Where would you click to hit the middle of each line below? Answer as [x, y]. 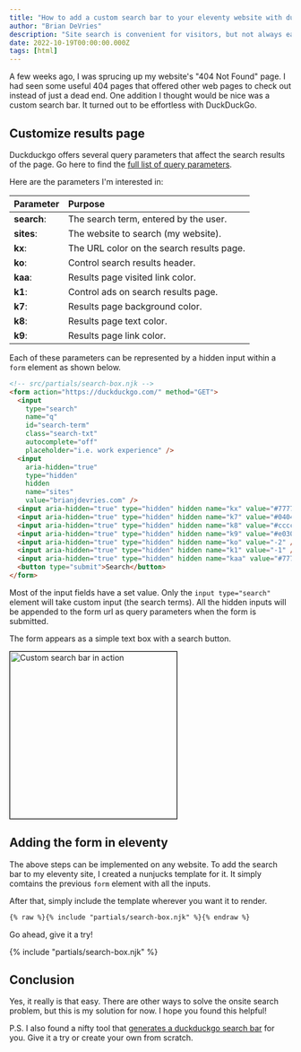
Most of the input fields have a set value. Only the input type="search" [140, 592]
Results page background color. [135, 306]
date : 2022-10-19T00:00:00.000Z [69, 43]
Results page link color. [117, 335]
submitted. [29, 621]
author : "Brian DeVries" [56, 26]
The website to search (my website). [145, 233]
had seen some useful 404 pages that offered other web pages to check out [150, 86]
